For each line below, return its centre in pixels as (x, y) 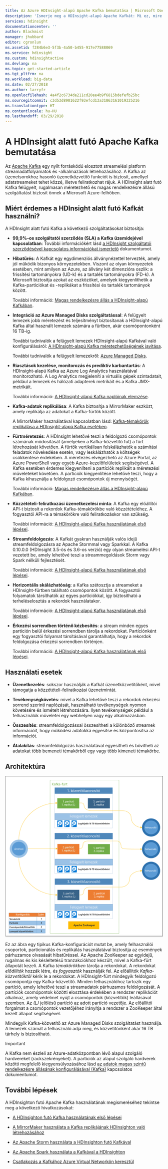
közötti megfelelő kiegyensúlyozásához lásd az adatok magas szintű (75, 1064)
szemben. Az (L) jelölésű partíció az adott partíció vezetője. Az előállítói (79, 1003)
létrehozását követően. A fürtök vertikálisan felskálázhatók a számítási (85, 447)
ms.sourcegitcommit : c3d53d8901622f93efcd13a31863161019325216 (72, 100)
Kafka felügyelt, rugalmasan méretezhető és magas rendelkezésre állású (80, 187)
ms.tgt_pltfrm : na (24, 74)
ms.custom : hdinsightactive (34, 58)
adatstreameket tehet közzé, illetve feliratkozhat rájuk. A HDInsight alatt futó (83, 182)
